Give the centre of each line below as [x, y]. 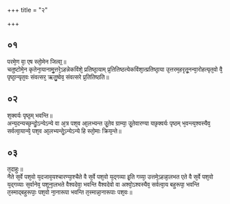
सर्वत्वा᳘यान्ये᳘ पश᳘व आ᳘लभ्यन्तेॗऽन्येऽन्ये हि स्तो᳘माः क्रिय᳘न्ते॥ [64, 131]
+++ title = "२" [27, 10]
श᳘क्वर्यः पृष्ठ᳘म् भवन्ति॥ [30, 115]
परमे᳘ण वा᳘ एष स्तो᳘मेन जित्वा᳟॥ [37, 62]
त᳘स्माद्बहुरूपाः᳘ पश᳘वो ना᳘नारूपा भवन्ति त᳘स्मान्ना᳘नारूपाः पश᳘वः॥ [70, 192]
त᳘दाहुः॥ [15, 169]
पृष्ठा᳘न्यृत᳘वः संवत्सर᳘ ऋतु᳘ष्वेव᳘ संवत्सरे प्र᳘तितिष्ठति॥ [58, 77]
